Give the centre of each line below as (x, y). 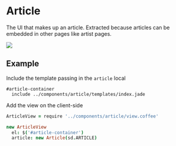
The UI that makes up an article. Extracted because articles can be (88, 27)
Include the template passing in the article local (66, 78)
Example (23, 64)
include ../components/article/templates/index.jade (78, 94)
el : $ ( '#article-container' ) (48, 132)
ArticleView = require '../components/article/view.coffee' (83, 116)
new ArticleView (26, 127)
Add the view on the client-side (45, 105)
